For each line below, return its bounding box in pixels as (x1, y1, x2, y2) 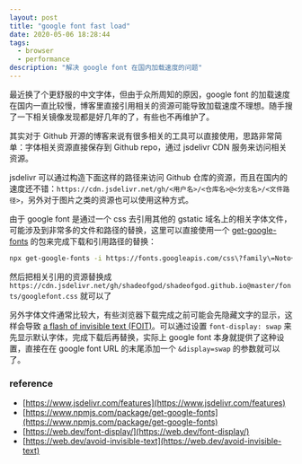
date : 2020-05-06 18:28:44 (9, 30, 111, 39)
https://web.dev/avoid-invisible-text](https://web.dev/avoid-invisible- (25, 436, 282, 447)
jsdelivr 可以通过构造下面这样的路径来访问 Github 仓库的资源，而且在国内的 (9, 171, 288, 182)
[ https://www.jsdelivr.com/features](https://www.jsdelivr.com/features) (22, 398, 286, 408)
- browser (17, 47, 54, 56)
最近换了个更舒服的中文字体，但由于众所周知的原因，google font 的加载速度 (9, 89, 290, 100)
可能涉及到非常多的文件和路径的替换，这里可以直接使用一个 (9, 224, 230, 235)
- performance (17, 55, 70, 64)
